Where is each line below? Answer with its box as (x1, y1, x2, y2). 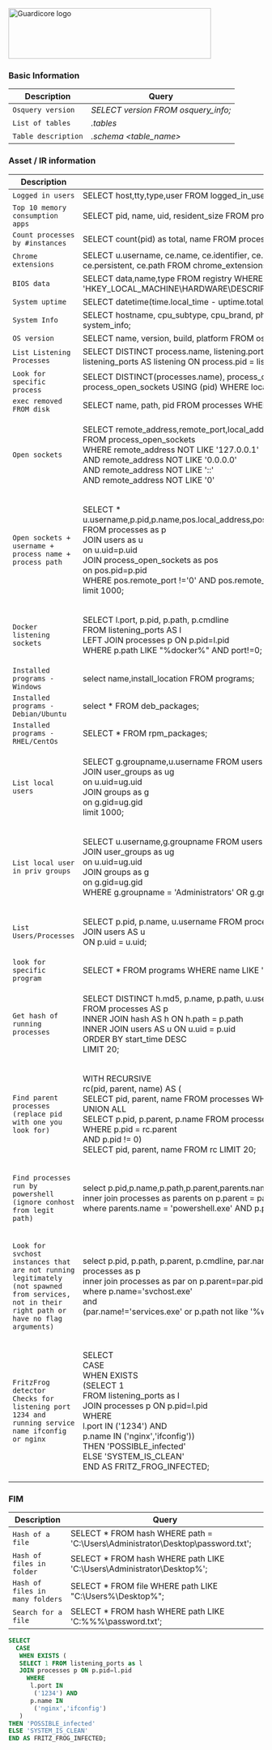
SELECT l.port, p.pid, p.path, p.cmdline (82, 614, 229, 625)
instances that (12, 1257, 71, 1266)
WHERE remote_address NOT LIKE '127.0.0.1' (82, 444, 259, 455)
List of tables (12, 118, 71, 128)
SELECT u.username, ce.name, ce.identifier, (82, 250, 250, 261)
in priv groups (12, 866, 71, 875)
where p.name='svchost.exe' (82, 1285, 193, 1296)
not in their (12, 1297, 63, 1307)
